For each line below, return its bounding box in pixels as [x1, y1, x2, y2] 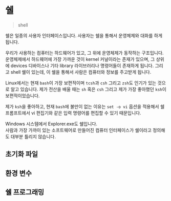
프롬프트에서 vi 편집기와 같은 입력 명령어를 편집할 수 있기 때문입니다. [5, 109, 142, 116]
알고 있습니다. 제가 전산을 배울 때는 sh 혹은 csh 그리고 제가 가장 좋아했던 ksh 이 [10, 86, 166, 92]
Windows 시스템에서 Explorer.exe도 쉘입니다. [5, 121, 98, 127]
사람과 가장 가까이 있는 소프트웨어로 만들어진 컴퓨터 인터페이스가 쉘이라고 [5, 127, 152, 133]
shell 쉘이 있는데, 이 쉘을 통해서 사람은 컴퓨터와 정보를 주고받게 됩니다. [10, 69, 152, 75]
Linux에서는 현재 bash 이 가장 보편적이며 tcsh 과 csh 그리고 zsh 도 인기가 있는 [5, 80, 157, 86]
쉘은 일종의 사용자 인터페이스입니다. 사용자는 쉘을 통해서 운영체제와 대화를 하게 [5, 32, 163, 38]
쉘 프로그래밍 [5, 188, 45, 197]
